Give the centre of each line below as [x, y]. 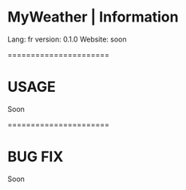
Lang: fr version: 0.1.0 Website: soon [67, 39]
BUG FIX [36, 157]
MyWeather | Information [93, 17]
